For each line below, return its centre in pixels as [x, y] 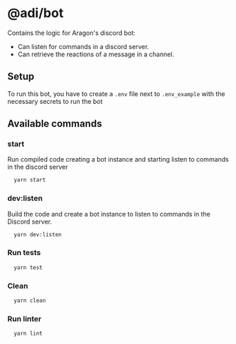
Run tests [24, 253]
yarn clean [30, 301]
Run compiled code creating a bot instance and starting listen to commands [118, 160]
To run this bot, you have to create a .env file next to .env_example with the [116, 93]
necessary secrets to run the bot [55, 101]
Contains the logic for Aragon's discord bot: [71, 33]
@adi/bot [36, 13]
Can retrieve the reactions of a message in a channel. [96, 54]
